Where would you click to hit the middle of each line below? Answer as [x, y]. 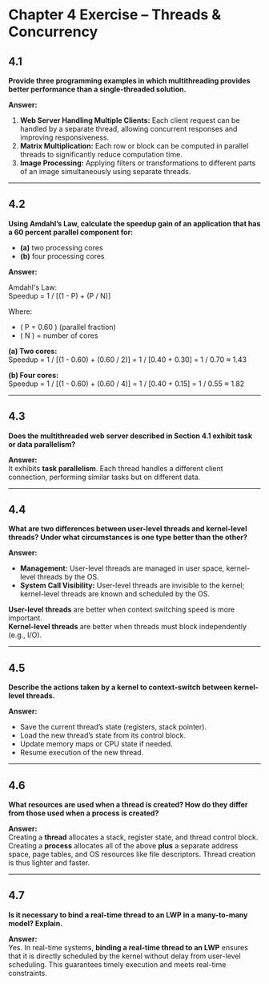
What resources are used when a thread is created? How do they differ [128, 805]
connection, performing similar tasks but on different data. [104, 477]
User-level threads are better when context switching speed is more [122, 610]
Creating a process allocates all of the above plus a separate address [123, 846]
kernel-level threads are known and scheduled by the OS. [115, 594]
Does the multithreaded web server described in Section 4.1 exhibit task [130, 436]
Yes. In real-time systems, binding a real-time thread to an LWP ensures [128, 947]
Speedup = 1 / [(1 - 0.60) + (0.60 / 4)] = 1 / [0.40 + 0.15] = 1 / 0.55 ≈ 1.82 [126, 384]
